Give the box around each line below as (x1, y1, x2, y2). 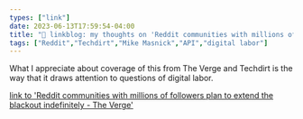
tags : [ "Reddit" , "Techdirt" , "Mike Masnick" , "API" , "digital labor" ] (9, 38, 269, 48)
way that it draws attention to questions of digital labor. (9, 73, 214, 84)
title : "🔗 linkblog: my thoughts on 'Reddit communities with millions (9, 30, 284, 39)
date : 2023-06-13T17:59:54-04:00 (9, 22, 135, 31)
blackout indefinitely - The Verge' (9, 100, 133, 111)
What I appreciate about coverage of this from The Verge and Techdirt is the (9, 63, 293, 74)
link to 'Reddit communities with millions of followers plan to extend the (9, 90, 273, 101)
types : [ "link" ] (9, 13, 70, 23)
